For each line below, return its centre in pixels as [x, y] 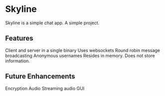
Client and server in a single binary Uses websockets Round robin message [83, 50]
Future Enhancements [40, 76]
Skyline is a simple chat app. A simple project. [52, 23]
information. [18, 61]
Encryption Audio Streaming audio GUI [45, 88]
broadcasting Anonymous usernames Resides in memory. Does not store [80, 55]
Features [19, 38]
